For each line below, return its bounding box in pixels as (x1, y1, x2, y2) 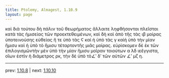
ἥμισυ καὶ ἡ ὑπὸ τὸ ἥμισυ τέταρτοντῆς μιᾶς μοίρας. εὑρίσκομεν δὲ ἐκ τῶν (5, 42, 159, 48)
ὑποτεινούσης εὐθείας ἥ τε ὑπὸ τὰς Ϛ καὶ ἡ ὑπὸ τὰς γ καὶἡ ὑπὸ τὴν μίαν (5, 36, 155, 42)
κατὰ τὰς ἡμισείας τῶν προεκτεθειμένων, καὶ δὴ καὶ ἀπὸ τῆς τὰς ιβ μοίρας (5, 31, 162, 37)
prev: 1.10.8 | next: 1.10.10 (5, 67, 56, 73)
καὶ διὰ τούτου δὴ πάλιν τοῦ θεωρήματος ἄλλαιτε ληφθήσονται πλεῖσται (5, 25, 158, 31)
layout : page (5, 12, 33, 17)
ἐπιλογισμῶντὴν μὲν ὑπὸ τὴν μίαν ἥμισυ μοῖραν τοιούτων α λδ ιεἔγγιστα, (5, 47, 159, 53)
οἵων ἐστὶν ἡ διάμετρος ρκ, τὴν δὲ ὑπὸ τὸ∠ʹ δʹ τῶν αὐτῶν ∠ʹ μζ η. (5, 53, 143, 59)
